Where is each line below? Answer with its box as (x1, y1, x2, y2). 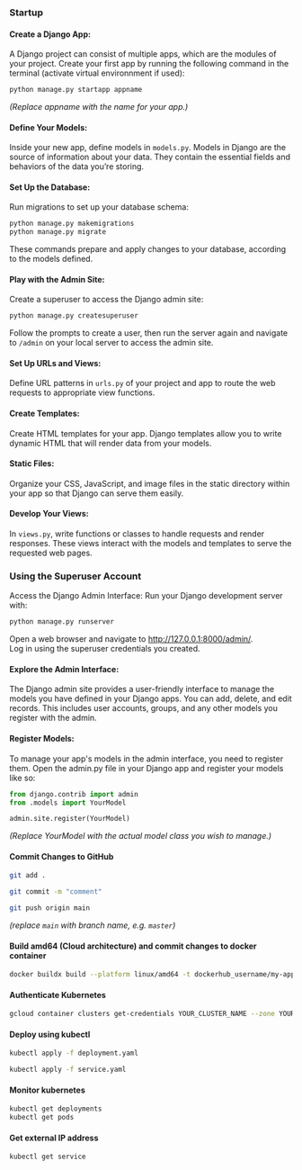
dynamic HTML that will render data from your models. (9, 437, 212, 448)
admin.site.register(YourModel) (9, 814, 130, 823)
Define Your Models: (9, 121, 88, 132)
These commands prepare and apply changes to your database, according (9, 244, 287, 255)
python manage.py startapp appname (9, 85, 143, 94)
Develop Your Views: (9, 508, 90, 519)
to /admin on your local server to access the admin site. (9, 337, 214, 348)
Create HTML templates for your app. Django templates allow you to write (9, 427, 282, 438)
